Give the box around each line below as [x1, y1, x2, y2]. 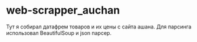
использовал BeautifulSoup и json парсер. [6, 29, 112, 36]
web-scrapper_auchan [6, 4, 120, 17]
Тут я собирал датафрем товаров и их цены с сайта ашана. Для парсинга [6, 23, 192, 30]
